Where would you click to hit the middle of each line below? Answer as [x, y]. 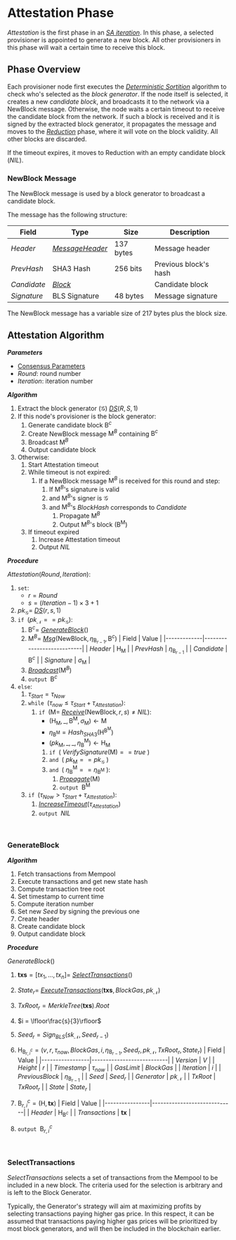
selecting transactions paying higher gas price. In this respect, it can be [111, 1214]
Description [190, 232]
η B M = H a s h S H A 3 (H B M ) [81, 732]
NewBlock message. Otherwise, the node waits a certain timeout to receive [116, 109]
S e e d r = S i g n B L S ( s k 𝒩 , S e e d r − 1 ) [63, 1035]
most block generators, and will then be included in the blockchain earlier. [114, 1229]
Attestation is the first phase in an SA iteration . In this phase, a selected [111, 32]
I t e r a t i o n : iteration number [55, 381]
